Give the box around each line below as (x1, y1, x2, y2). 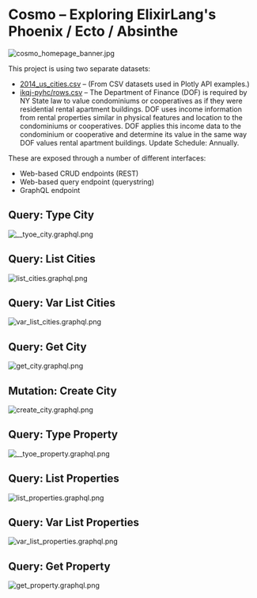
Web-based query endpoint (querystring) (19, 176, 155, 187)
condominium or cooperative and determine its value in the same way (19, 129, 248, 139)
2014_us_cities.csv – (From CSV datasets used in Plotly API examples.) (19, 79, 251, 89)
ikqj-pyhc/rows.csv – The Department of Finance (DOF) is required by (19, 87, 248, 97)
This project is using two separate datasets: (8, 63, 151, 73)
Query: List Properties (8, 472, 120, 486)
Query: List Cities (8, 252, 96, 266)
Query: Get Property (8, 559, 111, 573)
